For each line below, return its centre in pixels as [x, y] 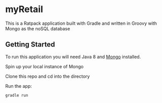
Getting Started [30, 45]
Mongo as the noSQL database [38, 28]
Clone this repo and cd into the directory [47, 76]
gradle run [17, 95]
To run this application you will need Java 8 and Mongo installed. [73, 57]
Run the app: [19, 86]
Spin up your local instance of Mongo [44, 66]
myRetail [24, 9]
